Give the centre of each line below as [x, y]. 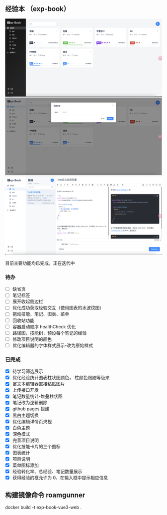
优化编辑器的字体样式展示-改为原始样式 [53, 345]
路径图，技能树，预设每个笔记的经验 [49, 333]
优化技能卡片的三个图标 [36, 446]
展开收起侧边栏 [28, 301]
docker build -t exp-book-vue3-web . [43, 508]
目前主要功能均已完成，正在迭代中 [40, 263]
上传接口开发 [25, 390]
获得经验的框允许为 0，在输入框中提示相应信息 [60, 478]
